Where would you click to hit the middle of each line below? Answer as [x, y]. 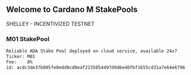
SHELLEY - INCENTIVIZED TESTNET [51, 23]
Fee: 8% [19, 62]
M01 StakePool [28, 39]
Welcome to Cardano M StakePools [72, 10]
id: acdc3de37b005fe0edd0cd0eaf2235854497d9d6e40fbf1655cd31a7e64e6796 [95, 67]
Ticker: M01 [21, 56]
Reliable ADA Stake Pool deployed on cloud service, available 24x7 [92, 51]
